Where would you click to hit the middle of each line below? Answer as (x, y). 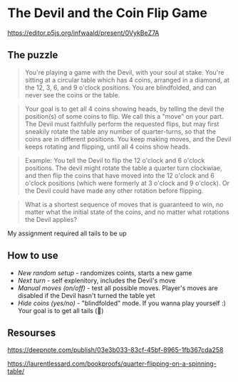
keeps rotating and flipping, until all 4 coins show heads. (108, 147)
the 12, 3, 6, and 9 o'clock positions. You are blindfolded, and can (121, 87)
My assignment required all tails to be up (67, 233)
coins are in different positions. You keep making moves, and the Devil (128, 139)
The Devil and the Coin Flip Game (108, 13)
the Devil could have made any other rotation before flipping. (114, 191)
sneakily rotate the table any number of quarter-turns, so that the (120, 131)
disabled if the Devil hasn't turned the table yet (86, 295)
